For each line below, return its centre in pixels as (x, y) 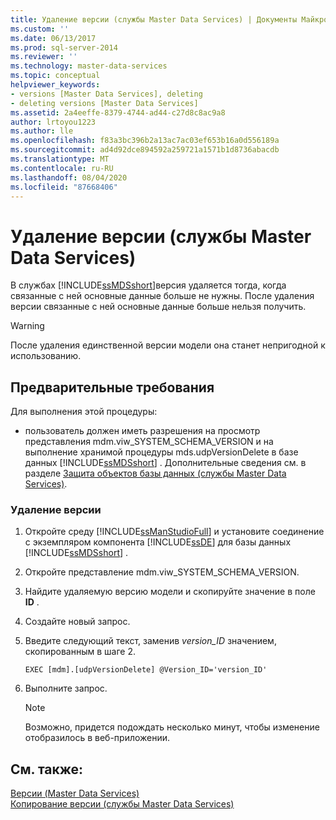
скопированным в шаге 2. (80, 652)
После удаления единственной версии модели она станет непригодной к (168, 345)
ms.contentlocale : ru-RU (62, 168)
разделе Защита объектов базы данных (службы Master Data (155, 473)
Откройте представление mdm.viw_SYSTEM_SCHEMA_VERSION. (162, 572)
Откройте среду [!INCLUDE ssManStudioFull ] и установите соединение (174, 532)
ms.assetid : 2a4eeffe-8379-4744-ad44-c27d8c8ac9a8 (118, 112)
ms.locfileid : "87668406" (64, 187)
